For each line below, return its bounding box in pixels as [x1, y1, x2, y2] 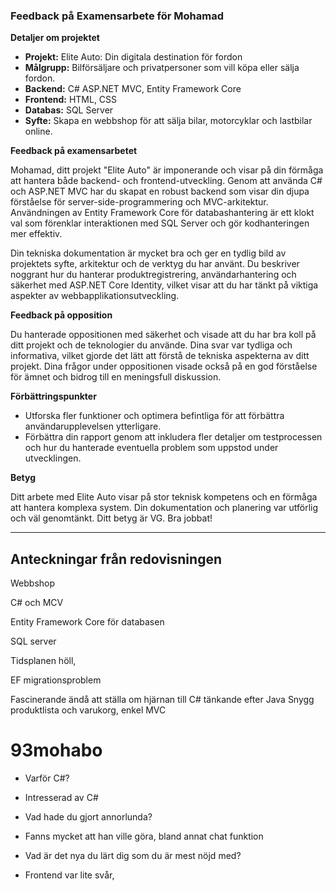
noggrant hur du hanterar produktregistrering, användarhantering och [10, 269, 297, 281]
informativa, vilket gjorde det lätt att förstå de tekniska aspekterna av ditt [10, 350, 310, 362]
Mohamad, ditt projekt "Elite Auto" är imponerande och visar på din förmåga [10, 164, 324, 176]
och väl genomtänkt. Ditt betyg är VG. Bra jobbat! [10, 512, 213, 524]
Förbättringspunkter [10, 390, 97, 403]
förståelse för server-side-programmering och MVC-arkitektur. [10, 196, 269, 208]
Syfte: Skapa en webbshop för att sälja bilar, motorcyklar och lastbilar [24, 115, 313, 127]
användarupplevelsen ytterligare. [24, 420, 162, 433]
